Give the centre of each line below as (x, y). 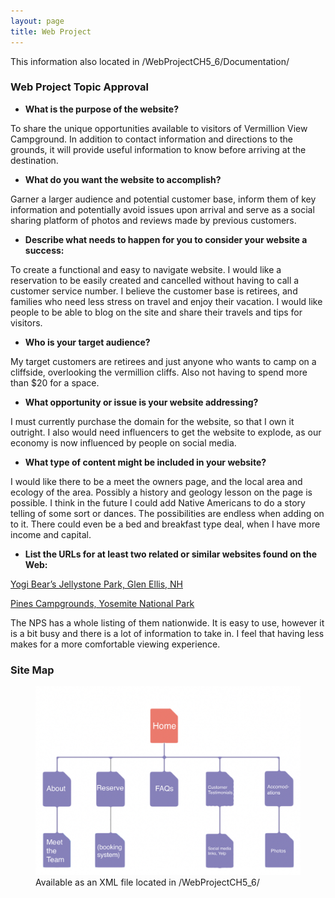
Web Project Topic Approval (79, 87)
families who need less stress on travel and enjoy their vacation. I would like (166, 301)
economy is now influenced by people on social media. (123, 442)
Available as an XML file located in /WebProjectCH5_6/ (147, 882)
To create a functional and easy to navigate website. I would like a (146, 269)
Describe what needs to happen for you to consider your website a (166, 239)
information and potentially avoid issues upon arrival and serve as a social (162, 209)
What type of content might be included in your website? (145, 462)
